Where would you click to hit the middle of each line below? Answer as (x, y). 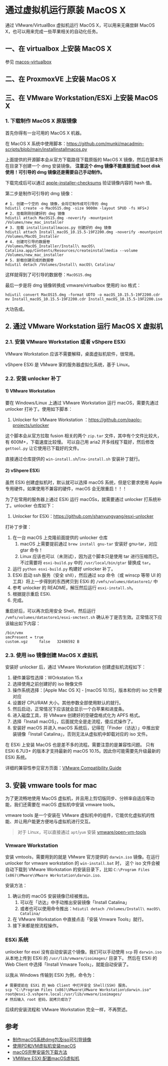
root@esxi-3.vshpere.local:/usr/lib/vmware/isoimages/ (64, 994)
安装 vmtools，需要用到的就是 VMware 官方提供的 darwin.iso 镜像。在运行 (82, 857)
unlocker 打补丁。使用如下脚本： (39, 409)
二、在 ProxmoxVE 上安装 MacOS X (61, 79)
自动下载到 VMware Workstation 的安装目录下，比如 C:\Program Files (77, 869)
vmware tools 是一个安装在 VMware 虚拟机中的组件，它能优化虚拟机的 (78, 815)
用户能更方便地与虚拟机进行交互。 (58, 821)
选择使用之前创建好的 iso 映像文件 (47, 684)
